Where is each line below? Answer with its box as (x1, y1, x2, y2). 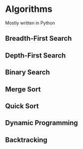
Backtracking (5, 136, 48, 144)
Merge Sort (5, 85, 41, 93)
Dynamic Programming (5, 119, 78, 127)
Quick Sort (5, 102, 39, 110)
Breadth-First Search (5, 34, 72, 43)
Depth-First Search (5, 51, 66, 60)
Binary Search (5, 68, 50, 76)
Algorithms (5, 3, 53, 15)
